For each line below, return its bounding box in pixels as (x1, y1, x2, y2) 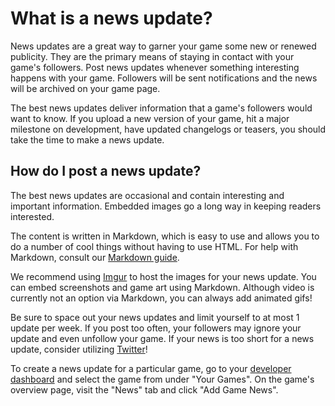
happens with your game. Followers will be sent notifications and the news (10, 72, 318, 84)
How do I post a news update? (10, 163, 202, 180)
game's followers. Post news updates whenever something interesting (10, 61, 300, 73)
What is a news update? (10, 7, 213, 30)
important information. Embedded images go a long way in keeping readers (10, 200, 322, 212)
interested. (10, 210, 55, 222)
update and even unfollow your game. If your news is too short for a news (10, 332, 315, 344)
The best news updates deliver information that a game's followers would (10, 102, 313, 114)
